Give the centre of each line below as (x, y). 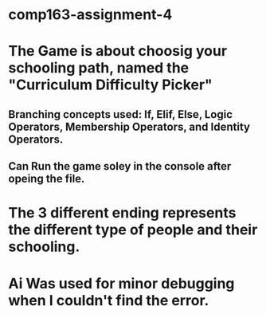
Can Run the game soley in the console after (120, 166)
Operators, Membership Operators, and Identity (129, 126)
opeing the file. (47, 179)
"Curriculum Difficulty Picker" (110, 85)
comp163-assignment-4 (90, 15)
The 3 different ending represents (122, 213)
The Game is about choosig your (118, 51)
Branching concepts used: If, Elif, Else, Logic (121, 114)
